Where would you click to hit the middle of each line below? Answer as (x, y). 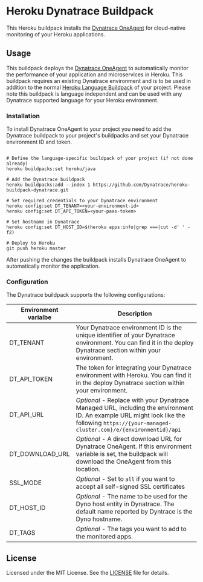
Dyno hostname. (99, 519)
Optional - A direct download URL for (129, 439)
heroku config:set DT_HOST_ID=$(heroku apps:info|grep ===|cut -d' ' (96, 227)
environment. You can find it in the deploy (135, 343)
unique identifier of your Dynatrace (125, 336)
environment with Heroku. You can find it (134, 375)
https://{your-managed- (137, 423)
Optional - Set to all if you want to (125, 479)
